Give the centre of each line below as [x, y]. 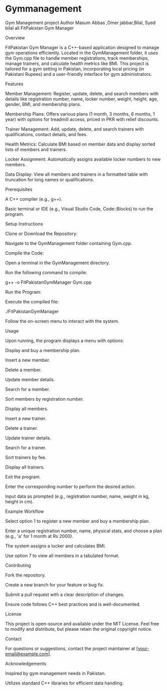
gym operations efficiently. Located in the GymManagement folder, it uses [82, 53]
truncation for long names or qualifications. [50, 179]
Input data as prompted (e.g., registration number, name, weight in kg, [77, 496]
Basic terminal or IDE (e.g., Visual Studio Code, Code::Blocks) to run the [79, 208]
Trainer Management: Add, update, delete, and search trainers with [74, 129]
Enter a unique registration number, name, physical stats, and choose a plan [83, 531]
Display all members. [27, 409]
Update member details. [30, 379]
